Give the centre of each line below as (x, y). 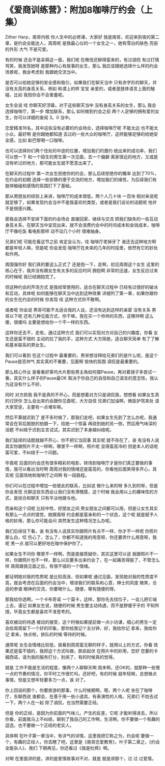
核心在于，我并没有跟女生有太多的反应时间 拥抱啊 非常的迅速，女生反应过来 (82, 270)
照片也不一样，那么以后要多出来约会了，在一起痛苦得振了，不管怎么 (91, 560)
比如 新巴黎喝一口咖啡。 (42, 140)
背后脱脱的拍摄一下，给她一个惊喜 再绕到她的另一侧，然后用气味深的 (87, 423)
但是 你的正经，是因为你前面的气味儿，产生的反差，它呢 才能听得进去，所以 (82, 713)
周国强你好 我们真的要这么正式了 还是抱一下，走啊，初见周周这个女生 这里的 (82, 264)
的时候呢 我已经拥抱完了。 (31, 276)
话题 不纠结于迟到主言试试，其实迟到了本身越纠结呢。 (59, 429)
